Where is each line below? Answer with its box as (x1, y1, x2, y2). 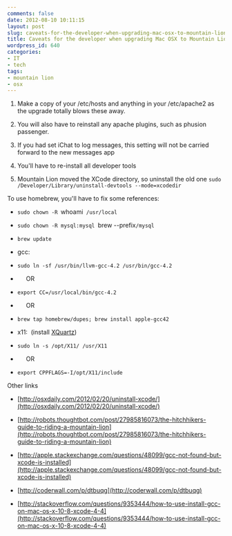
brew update (17, 236, 52, 243)
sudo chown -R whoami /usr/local (17, 208, 117, 216)
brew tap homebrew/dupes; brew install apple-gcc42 (17, 316, 169, 323)
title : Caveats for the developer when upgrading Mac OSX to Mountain (7, 36, 215, 43)
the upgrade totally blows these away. (17, 107, 126, 115)
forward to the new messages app (17, 148, 115, 157)
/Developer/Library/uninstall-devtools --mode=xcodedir (17, 182, 182, 190)
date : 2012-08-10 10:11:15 (7, 17, 85, 23)
